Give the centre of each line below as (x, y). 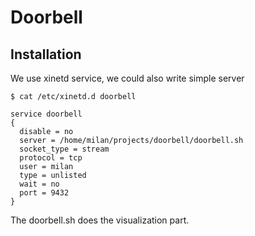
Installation (46, 54)
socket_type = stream (64, 149)
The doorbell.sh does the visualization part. (100, 220)
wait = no (39, 184)
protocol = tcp (51, 158)
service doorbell (46, 114)
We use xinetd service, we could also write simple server (127, 78)
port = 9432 (44, 193)
